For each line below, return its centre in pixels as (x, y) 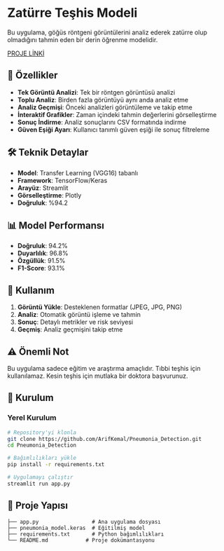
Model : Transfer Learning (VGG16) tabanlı (78, 172)
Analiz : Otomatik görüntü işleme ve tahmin (79, 315)
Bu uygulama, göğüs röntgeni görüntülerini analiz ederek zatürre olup (107, 32)
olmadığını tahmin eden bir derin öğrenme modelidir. (83, 39)
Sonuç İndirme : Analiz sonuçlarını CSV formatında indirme (102, 122)
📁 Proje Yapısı (38, 506)
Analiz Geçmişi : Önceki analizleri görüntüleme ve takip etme (105, 107)
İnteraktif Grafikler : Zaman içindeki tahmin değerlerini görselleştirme (117, 114)
